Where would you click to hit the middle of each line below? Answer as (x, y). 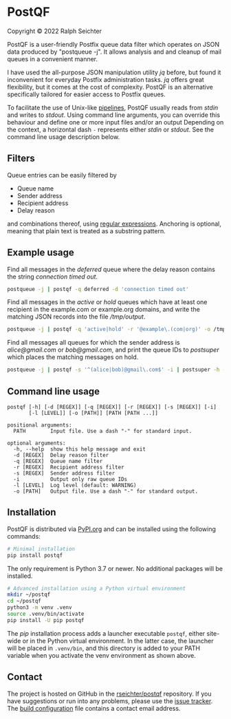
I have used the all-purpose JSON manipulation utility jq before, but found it (114, 72)
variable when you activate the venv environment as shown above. (101, 655)
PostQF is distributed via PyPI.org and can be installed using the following (112, 529)
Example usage (41, 253)
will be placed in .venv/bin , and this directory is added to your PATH (104, 648)
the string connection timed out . (53, 277)
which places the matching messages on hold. (73, 357)
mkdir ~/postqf (29, 595)
